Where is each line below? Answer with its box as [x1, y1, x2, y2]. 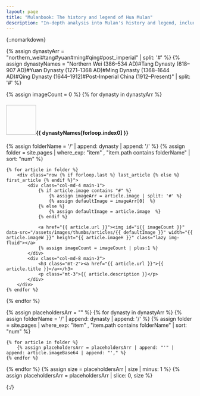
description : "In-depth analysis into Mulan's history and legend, [6, 20, 177, 26]
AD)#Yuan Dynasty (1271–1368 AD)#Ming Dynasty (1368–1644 [17, 67, 170, 74]
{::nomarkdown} [6, 36, 46, 44]
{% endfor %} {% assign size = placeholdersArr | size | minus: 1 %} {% [6, 365, 180, 373]
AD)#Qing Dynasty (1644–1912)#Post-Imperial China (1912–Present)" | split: [6, 73, 190, 81]
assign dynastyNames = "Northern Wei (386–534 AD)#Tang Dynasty [6, 60, 176, 67]
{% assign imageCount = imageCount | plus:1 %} [37, 245, 159, 251]
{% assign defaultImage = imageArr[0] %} [48, 198, 156, 204]
